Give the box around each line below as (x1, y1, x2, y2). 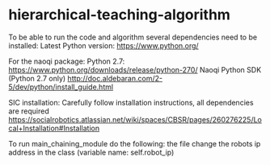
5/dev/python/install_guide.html (8, 82, 114, 92)
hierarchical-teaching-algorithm (8, 6, 230, 24)
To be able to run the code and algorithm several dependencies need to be (8, 32, 257, 42)
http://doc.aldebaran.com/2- (67, 73, 163, 83)
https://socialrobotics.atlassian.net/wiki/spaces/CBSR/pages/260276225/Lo (8, 114, 263, 124)
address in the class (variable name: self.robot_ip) (8, 147, 175, 157)
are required (8, 106, 50, 116)
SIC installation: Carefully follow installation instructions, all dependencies (8, 97, 254, 107)
